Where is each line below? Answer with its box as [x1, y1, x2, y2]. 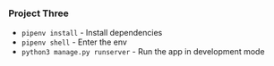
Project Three [8, 7, 69, 20]
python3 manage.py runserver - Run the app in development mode [21, 46, 265, 57]
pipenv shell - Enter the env [21, 37, 127, 47]
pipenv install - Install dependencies [21, 28, 163, 38]
